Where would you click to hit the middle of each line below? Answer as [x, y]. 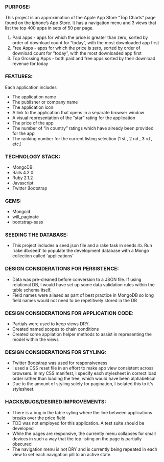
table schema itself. [32, 290]
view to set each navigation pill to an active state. [62, 454]
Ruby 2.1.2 [23, 178]
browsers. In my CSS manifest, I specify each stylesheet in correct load [84, 373]
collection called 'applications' [43, 256]
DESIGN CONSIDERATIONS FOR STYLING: [56, 352]
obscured [22, 444]
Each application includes [31, 87]
